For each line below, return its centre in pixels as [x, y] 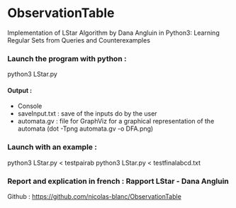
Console [30, 106]
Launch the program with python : [67, 58]
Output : [20, 90]
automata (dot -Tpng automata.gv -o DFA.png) [85, 128]
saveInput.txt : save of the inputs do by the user [87, 114]
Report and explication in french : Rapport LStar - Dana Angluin [118, 181]
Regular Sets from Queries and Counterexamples [79, 40]
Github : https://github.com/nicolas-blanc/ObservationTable [95, 197]
